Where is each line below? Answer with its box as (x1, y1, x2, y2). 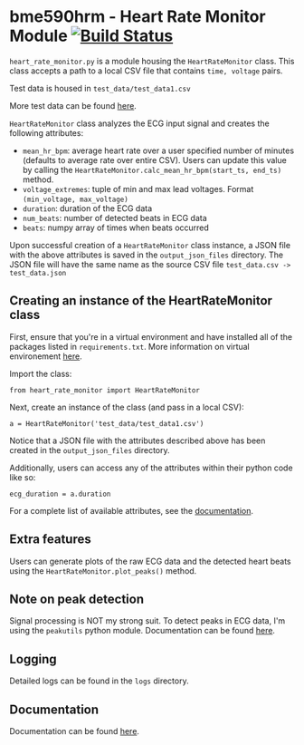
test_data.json (9, 268, 67, 277)
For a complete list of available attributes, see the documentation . (9, 505, 254, 516)
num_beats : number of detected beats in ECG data (22, 212, 207, 223)
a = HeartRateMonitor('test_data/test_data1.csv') (9, 419, 204, 428)
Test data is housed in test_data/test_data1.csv (9, 82, 192, 93)
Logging (9, 651, 57, 667)
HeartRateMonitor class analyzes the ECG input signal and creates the (9, 118, 270, 129)
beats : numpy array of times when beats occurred (22, 222, 210, 233)
